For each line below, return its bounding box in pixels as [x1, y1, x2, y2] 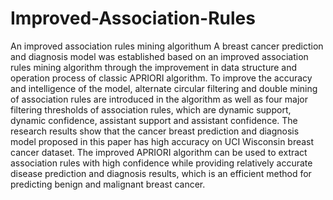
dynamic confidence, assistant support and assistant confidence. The [10, 114, 298, 126]
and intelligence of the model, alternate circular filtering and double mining [10, 82, 318, 94]
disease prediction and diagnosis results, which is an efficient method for [10, 167, 312, 179]
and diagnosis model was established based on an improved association [10, 50, 309, 62]
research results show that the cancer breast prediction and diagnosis [10, 125, 300, 137]
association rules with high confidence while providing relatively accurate [10, 157, 313, 169]
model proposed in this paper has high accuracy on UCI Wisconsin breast [10, 135, 315, 147]
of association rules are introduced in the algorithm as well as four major [10, 93, 308, 105]
